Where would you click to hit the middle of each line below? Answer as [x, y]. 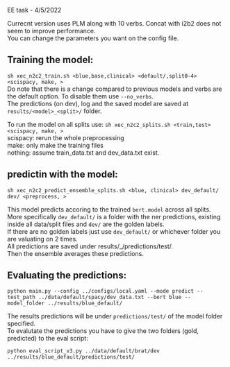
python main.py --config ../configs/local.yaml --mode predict [101, 291]
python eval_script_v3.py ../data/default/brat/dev [83, 351]
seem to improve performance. [51, 31]
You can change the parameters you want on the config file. [93, 38]
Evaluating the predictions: [67, 276]
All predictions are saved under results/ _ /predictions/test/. [90, 246]
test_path [22, 298]
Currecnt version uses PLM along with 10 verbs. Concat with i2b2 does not [114, 23]
